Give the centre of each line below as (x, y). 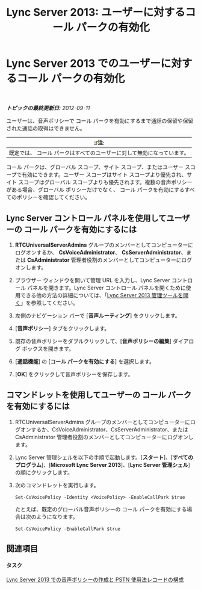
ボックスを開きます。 (48, 349)
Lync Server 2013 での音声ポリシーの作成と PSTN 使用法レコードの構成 (95, 580)
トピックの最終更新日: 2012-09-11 (48, 108)
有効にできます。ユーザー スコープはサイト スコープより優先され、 (104, 174)
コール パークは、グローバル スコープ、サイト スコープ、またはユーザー (95, 167)
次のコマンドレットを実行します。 (57, 485)
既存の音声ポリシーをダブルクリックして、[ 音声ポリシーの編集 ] (93, 341)
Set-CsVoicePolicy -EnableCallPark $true (67, 529)
